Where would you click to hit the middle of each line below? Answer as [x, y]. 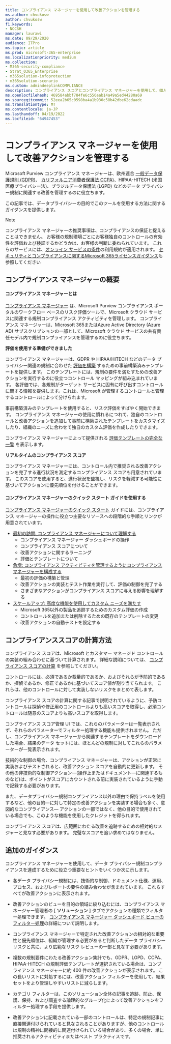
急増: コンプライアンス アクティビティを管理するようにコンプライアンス [87, 565]
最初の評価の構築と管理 [45, 578]
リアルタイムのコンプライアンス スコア [46, 455]
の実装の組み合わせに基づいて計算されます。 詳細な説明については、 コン [82, 660]
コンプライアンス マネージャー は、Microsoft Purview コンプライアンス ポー [84, 306]
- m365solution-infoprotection [38, 76]
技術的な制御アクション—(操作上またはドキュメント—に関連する [91, 773]
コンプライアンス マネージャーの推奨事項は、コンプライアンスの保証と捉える [86, 230]
